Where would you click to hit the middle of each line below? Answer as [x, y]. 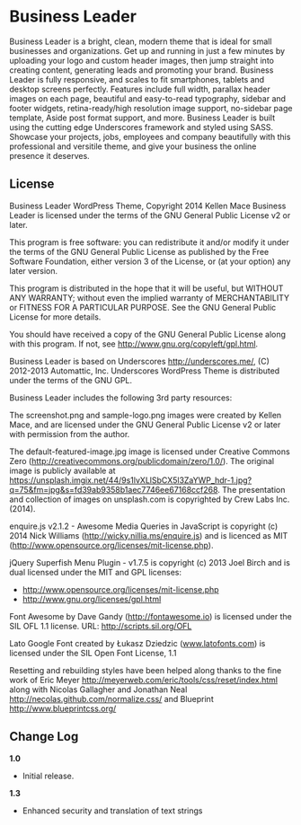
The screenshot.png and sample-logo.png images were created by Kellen [146, 415]
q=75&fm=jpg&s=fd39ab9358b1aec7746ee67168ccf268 [114, 489]
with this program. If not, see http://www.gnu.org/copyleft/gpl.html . [134, 344]
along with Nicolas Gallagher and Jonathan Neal [98, 689]
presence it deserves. [49, 155]
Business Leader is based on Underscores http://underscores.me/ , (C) [139, 361]
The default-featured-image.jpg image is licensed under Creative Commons [150, 452]
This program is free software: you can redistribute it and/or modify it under [149, 242]
